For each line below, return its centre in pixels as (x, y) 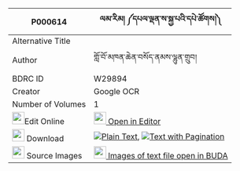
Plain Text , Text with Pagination (163, 136)
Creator (26, 91)
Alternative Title (41, 41)
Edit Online (45, 121)
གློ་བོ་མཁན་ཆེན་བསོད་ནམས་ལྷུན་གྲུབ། (145, 57)
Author (25, 60)
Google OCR (116, 91)
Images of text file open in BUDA (168, 156)
